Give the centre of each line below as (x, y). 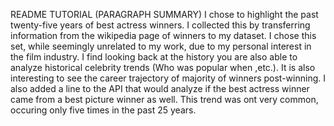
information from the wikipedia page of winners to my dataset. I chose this (163, 35)
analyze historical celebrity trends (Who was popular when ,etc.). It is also (163, 67)
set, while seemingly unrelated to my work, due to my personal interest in (161, 46)
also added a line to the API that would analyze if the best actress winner (160, 88)
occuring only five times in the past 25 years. (103, 110)
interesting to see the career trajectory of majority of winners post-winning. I (168, 78)
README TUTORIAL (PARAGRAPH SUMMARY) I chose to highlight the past (164, 14)
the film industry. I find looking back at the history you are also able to (154, 57)
